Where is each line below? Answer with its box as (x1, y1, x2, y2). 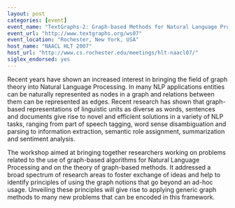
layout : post (7, 10, 45, 18)
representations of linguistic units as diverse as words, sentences (27, 104, 215, 113)
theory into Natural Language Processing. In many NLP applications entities (7, 82, 225, 91)
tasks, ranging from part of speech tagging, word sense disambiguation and (7, 120, 227, 128)
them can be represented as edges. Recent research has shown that (7, 97, 205, 106)
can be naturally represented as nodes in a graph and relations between (7, 90, 215, 98)
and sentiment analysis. (7, 134, 76, 143)
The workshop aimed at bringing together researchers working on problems (7, 148, 226, 156)
